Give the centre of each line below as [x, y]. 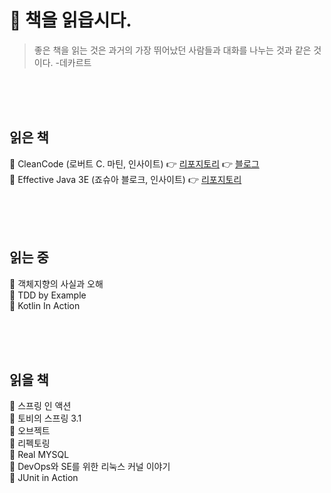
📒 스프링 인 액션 [40, 406]
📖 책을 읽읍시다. [70, 20]
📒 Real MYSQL [39, 455]
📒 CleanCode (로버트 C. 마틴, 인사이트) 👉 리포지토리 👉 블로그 [134, 163]
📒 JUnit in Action [44, 478]
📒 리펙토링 [30, 443]
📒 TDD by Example [48, 295]
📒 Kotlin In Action [45, 305]
